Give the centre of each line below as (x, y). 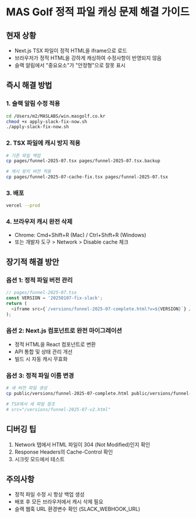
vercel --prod (23, 205)
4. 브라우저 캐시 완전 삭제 (39, 222)
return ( (17, 304)
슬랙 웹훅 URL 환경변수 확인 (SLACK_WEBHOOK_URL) (77, 509)
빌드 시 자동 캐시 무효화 (41, 359)
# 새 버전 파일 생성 (27, 388)
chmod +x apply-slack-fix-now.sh (47, 121)
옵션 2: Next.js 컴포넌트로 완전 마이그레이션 (64, 330)
